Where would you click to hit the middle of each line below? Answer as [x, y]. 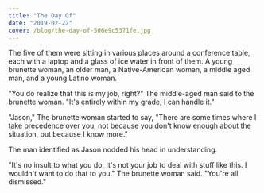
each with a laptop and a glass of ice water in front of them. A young [120, 61]
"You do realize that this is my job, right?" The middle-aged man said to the [131, 94]
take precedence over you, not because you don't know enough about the [130, 126]
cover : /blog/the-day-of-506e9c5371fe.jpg [80, 30]
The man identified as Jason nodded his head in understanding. [113, 150]
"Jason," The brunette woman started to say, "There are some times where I [132, 118]
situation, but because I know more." [68, 134]
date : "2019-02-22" [41, 23]
